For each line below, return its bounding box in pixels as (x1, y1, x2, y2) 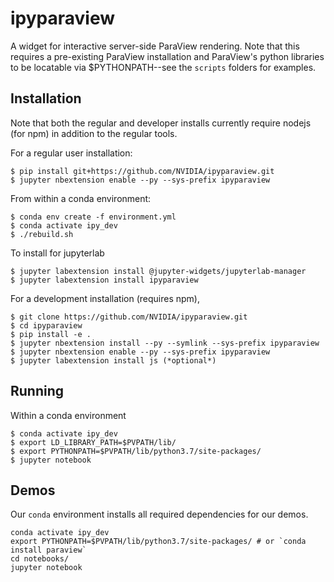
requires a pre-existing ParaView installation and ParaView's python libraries (10, 50, 325, 62)
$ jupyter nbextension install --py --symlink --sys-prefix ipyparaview (10, 338, 320, 348)
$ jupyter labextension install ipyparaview (10, 275, 199, 285)
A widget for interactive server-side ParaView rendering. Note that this (10, 40, 300, 52)
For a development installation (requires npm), (10, 292, 201, 304)
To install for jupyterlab (10, 247, 105, 259)
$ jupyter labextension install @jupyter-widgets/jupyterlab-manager (10, 266, 307, 276)
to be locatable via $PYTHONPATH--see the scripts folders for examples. (10, 61, 317, 73)
